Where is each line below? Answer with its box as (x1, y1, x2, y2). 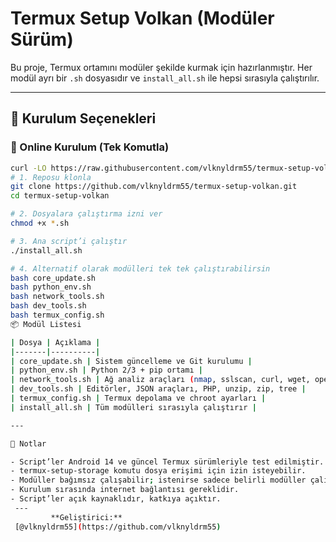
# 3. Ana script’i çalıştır (10, 236, 128, 246)
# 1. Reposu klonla (10, 172, 92, 182)
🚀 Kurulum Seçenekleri (10, 110, 157, 127)
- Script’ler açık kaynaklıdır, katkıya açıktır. (10, 494, 222, 504)
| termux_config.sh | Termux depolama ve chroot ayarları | (10, 393, 267, 403)
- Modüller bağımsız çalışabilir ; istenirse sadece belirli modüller (10, 475, 307, 486)
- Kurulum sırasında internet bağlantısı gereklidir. (10, 485, 240, 495)
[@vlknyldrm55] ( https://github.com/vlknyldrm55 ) (14, 522, 222, 532)
